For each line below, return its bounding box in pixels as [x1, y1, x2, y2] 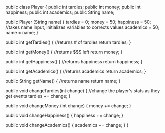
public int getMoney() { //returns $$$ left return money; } [5, 49, 123, 55]
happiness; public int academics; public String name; [5, 9, 115, 15]
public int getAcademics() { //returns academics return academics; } [5, 68, 146, 74]
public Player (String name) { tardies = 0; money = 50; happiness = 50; [5, 19, 151, 25]
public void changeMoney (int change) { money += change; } [5, 103, 131, 109]
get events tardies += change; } [5, 93, 71, 99]
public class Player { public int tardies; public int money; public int [5, 4, 141, 10]
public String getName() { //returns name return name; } [5, 78, 121, 84]
